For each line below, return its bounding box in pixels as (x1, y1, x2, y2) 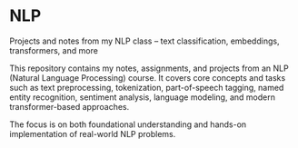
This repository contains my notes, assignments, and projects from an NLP (9, 63, 289, 74)
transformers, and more (9, 44, 98, 55)
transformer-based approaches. (9, 101, 130, 112)
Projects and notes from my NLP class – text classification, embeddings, (9, 35, 280, 46)
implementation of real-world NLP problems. (9, 128, 176, 139)
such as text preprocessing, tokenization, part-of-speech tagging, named (9, 82, 284, 93)
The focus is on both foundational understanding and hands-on (9, 119, 247, 130)
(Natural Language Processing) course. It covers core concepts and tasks (9, 72, 286, 83)
